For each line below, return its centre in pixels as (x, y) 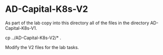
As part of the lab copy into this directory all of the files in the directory (77, 23)
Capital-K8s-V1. (21, 28)
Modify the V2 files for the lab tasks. (42, 47)
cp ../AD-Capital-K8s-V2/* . (33, 38)
